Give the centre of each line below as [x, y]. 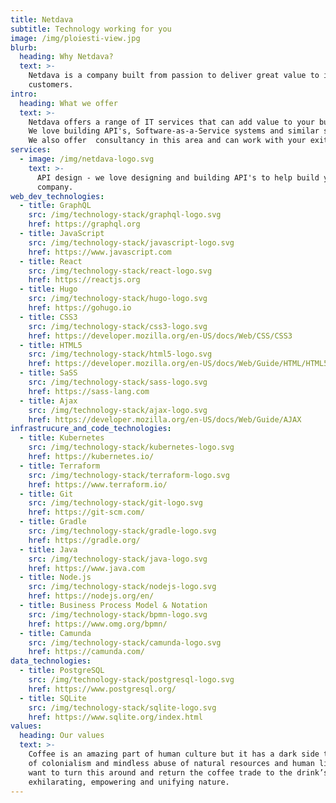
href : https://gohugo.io [80, 308]
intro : [24, 94]
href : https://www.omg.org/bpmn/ [98, 624]
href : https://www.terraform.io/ [98, 484]
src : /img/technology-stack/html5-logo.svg [120, 354]
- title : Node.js [55, 577]
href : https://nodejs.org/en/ [91, 596]
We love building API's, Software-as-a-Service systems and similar [174, 131]
